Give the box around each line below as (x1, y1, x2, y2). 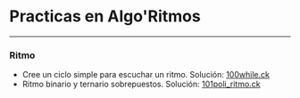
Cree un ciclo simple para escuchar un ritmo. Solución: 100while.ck (21, 69, 271, 80)
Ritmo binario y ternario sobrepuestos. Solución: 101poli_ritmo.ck (21, 78, 261, 90)
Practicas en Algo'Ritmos (9, 6, 201, 27)
